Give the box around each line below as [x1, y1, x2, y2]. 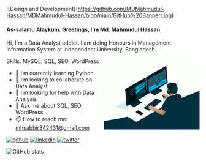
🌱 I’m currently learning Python [15, 70, 94, 77]
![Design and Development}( [6, 6, 78, 12]
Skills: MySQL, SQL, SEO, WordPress [6, 58, 99, 65]
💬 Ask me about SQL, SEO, [15, 102, 83, 110]
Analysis [15, 95, 37, 103]
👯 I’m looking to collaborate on [15, 76, 93, 83]
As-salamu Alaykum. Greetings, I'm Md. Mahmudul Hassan [6, 26, 161, 33]
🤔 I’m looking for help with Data [15, 89, 95, 97]
